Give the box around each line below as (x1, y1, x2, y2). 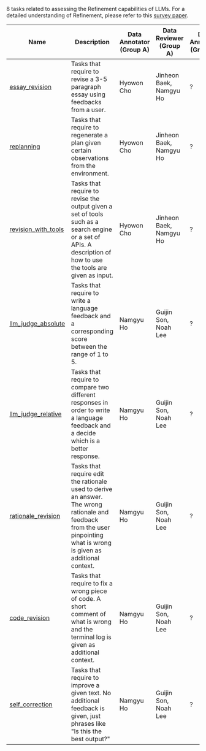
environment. (71, 169, 109, 177)
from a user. (71, 105, 106, 114)
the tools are (71, 264, 107, 272)
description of (71, 248, 112, 256)
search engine (71, 225, 112, 234)
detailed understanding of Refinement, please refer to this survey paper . (6, 12, 189, 19)
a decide (71, 429, 96, 437)
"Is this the (71, 727, 102, 735)
